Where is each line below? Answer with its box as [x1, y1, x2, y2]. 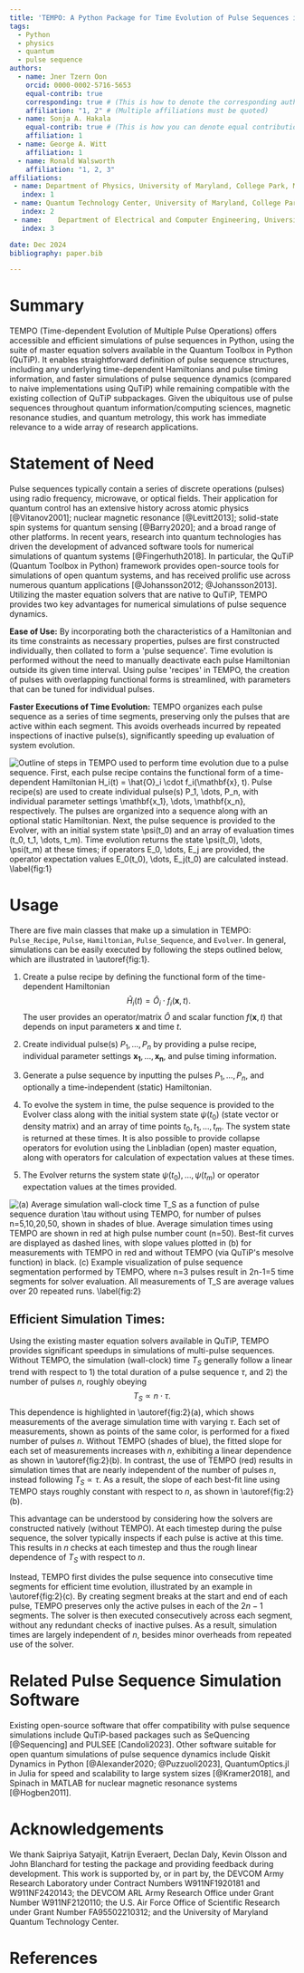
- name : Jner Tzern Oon [17, 72, 107, 82]
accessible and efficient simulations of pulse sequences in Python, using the [9, 335, 295, 346]
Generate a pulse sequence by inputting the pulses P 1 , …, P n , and [22, 1070, 265, 1083]
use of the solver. [9, 1639, 74, 1650]
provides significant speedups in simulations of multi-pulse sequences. [9, 1345, 275, 1356]
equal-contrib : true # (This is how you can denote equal [25, 123, 249, 132]
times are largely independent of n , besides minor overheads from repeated [9, 1629, 292, 1640]
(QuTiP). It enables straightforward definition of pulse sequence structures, [9, 354, 290, 365]
